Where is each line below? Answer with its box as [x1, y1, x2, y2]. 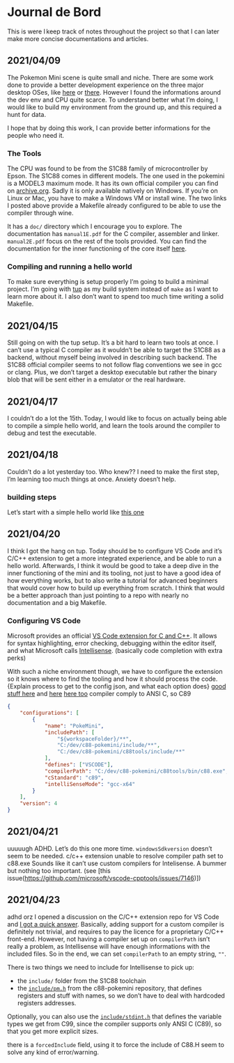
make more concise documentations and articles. [7, 34, 149, 42]
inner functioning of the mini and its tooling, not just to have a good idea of [7, 569, 221, 577]
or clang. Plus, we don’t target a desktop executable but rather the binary [7, 368, 217, 377]
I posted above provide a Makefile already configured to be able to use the [7, 201, 221, 210]
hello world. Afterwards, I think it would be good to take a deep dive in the [7, 561, 219, 569]
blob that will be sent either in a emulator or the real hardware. [7, 375, 186, 384]
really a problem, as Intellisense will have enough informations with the [7, 942, 210, 950]
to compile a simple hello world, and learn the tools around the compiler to [7, 421, 221, 430]
